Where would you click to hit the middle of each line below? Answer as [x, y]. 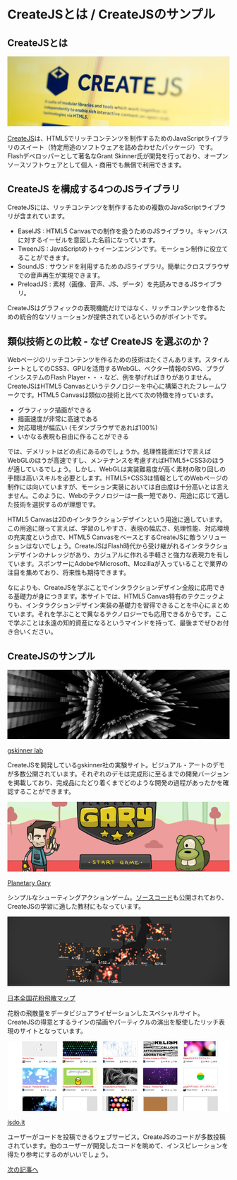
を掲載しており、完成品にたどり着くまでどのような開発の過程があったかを [115, 783]
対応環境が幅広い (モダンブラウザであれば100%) [87, 427]
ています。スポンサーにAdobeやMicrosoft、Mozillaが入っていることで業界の [117, 564]
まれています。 [47, 216]
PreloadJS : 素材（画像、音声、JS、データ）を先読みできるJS [107, 284]
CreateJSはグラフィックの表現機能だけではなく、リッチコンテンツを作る [114, 308]
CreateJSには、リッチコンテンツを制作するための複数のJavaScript [104, 207]
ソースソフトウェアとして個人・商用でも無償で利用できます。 [96, 165]
